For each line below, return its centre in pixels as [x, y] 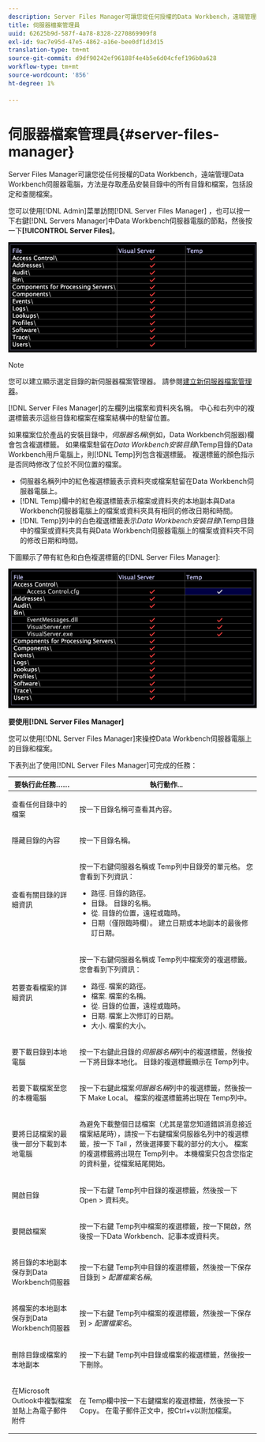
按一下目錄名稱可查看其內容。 [128, 809]
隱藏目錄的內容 [36, 840]
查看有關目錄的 [36, 895]
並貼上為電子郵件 [39, 1410]
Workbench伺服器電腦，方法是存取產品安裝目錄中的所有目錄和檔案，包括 [127, 184]
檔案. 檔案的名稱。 [120, 995]
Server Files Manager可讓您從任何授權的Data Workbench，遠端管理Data [126, 175]
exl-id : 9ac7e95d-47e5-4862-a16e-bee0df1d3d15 [86, 42]
